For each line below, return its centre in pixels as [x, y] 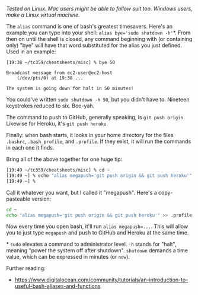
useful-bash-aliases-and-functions [58, 286]
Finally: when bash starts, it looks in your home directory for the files [90, 135]
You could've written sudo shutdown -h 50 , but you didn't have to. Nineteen [98, 99]
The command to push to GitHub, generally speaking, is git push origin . [95, 117]
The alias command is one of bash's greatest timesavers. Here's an [90, 26]
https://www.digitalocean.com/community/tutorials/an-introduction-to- [101, 280]
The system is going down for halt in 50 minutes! [70, 88]
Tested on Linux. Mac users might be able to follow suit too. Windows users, [99, 9]
